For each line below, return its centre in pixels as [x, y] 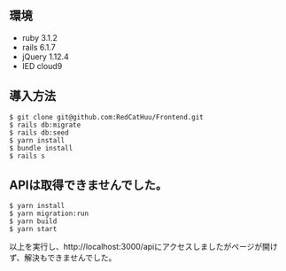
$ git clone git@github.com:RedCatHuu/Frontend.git [106, 117]
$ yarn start [33, 229]
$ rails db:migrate [45, 125]
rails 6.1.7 [39, 47]
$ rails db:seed [39, 132]
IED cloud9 [42, 66]
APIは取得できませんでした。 [89, 186]
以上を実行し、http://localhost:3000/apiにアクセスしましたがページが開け [144, 247]
